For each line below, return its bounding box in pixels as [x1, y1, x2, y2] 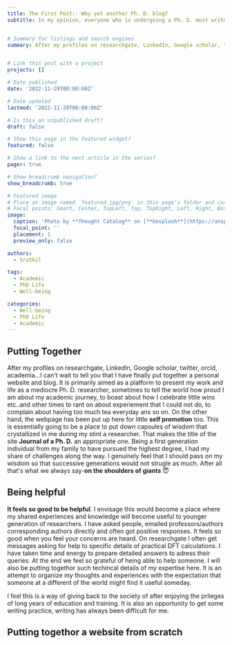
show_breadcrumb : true [7, 180, 72, 187]
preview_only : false [13, 237, 72, 244]
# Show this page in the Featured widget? [7, 135, 131, 142]
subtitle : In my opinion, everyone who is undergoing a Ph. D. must [7, 17, 209, 24]
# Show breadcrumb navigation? [7, 174, 97, 180]
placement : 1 [13, 231, 51, 238]
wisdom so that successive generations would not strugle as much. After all [7, 459, 222, 467]
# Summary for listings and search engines [7, 35, 135, 42]
